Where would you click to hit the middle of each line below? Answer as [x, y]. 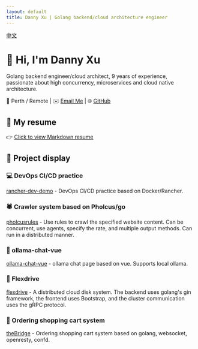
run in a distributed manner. [40, 235]
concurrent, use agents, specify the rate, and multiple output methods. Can [99, 228]
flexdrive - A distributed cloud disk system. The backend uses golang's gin [99, 292]
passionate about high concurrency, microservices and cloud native [90, 83]
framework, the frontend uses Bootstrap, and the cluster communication [95, 298]
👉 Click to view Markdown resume [50, 137]
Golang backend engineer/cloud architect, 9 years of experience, [87, 76]
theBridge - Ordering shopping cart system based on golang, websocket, [97, 333]
